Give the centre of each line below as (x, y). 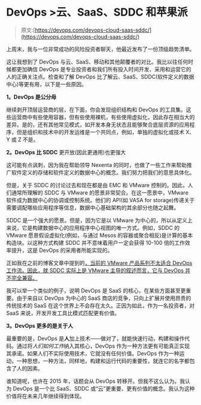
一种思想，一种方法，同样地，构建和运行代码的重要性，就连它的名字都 (103, 361)
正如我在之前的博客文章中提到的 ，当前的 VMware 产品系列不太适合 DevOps (99, 263)
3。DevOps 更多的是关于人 (40, 325)
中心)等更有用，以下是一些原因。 (47, 84)
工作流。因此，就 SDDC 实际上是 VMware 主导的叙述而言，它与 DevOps (95, 270)
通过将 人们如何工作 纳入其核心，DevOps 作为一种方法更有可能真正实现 (103, 346)
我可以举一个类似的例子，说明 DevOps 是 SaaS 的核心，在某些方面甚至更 (96, 290)
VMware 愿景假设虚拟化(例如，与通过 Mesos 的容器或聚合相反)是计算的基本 (100, 235)
